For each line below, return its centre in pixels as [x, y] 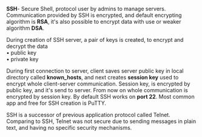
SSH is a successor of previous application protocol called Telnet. [89, 115]
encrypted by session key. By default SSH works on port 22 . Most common [101, 97]
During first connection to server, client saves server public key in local [95, 71]
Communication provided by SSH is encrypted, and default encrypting [94, 15]
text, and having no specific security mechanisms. [69, 128]
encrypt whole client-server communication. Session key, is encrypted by [98, 84]
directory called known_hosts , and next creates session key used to [93, 77]
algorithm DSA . [25, 28]
